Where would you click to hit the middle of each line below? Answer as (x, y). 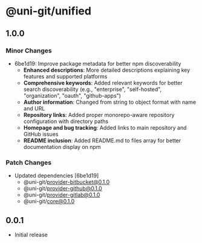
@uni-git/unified (49, 11)
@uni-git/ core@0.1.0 (49, 201)
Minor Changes (29, 51)
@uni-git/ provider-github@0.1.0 (63, 189)
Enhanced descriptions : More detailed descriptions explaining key (107, 70)
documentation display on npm (62, 147)
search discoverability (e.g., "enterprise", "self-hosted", (93, 89)
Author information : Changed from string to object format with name (110, 102)
